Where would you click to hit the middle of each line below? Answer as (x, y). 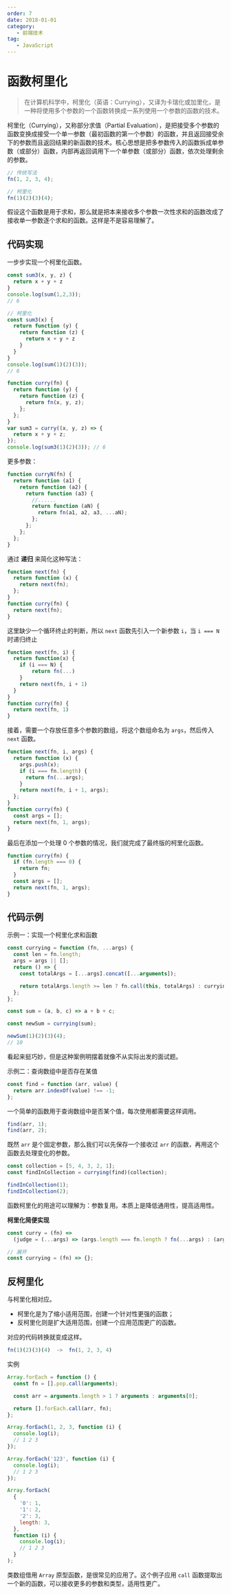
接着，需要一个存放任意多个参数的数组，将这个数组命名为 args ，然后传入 (111, 730)
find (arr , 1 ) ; (27, 1124)
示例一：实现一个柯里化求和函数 (52, 935)
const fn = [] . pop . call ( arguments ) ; (66, 1383)
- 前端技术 (30, 33)
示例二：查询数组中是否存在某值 (52, 1071)
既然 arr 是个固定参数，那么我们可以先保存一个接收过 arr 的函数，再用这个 (113, 1145)
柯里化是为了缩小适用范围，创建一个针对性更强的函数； (95, 1314)
